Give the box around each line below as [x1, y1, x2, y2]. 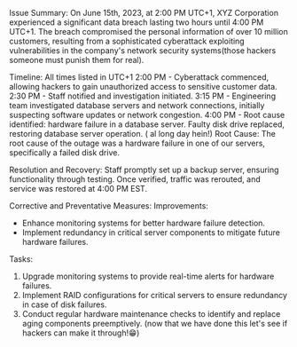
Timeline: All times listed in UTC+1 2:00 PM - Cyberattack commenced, [9, 72, 270, 83]
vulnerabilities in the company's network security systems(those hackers [9, 45, 277, 56]
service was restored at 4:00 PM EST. [9, 184, 148, 193]
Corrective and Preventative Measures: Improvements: [9, 201, 208, 211]
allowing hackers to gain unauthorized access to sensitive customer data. [9, 82, 277, 91]
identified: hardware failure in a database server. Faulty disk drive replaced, [9, 119, 285, 130]
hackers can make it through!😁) [21, 327, 140, 338]
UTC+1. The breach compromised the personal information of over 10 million [9, 27, 288, 36]
